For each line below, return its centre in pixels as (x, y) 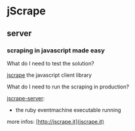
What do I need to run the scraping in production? (68, 87)
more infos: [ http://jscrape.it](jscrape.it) (56, 121)
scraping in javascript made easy (56, 50)
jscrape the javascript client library (49, 75)
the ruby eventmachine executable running (68, 110)
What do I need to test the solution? (50, 63)
